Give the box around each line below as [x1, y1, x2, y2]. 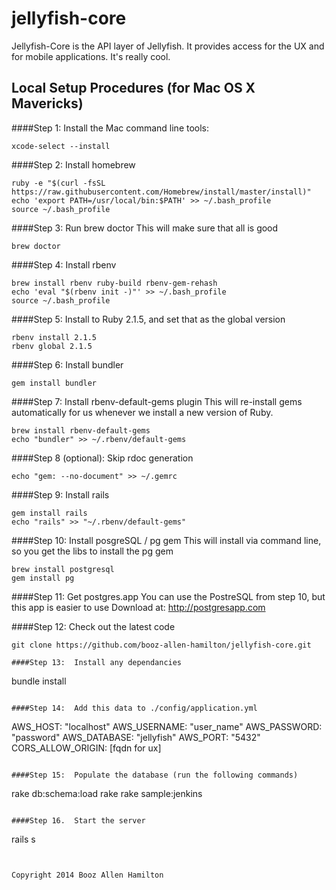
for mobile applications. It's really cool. [11, 50, 171, 62]
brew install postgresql [11, 564, 115, 574]
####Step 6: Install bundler [11, 358, 124, 371]
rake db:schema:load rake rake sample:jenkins [11, 787, 203, 799]
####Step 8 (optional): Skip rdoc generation [11, 452, 194, 464]
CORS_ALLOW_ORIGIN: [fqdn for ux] [11, 742, 162, 754]
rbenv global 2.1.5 [11, 341, 93, 351]
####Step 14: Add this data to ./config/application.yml [11, 703, 258, 713]
